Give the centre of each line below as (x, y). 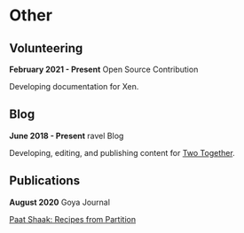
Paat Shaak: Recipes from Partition (72, 219)
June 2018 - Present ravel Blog (67, 136)
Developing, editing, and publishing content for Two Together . (122, 152)
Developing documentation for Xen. (74, 86)
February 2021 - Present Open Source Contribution (104, 69)
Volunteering (46, 48)
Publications (45, 181)
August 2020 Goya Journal (60, 202)
